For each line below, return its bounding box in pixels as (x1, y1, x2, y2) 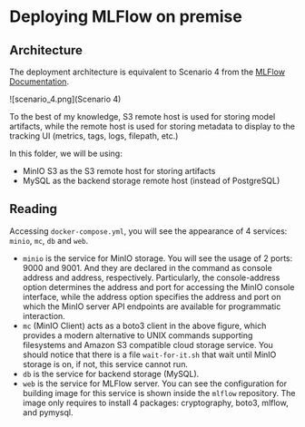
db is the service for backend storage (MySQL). (22, 368, 200, 379)
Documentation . (9, 76, 70, 87)
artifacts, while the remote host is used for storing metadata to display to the (9, 121, 295, 131)
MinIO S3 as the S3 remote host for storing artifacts (22, 166, 216, 176)
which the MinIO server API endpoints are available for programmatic (22, 301, 281, 312)
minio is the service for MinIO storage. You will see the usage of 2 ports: (22, 252, 293, 264)
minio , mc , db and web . (9, 235, 89, 246)
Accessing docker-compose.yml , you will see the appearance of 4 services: (9, 225, 288, 237)
